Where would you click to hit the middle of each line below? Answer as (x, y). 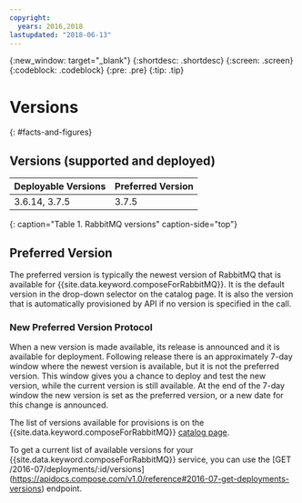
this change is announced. (59, 405)
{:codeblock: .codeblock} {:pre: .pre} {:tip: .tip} (97, 70)
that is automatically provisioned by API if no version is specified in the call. (151, 303)
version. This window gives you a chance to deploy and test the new (138, 376)
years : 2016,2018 (50, 26)
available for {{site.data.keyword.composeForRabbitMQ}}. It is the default (147, 284)
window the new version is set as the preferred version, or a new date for (146, 396)
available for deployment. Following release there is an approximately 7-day (151, 357)
